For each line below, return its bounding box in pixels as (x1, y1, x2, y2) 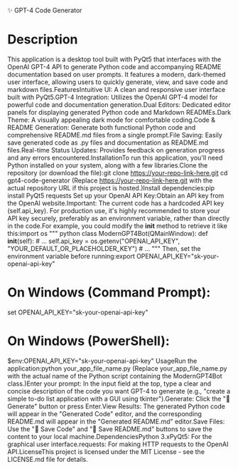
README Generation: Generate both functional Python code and (7, 123, 196, 131)
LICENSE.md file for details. (7, 455, 88, 463)
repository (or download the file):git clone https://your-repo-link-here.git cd (7, 168, 228, 177)
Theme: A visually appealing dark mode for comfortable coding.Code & (7, 115, 215, 124)
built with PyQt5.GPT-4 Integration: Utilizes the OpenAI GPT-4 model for (7, 93, 218, 101)
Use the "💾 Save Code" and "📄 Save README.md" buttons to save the (7, 424, 213, 433)
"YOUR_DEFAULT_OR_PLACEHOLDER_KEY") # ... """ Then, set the (7, 244, 201, 252)
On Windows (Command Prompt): (7, 284, 211, 301)
